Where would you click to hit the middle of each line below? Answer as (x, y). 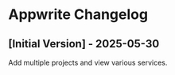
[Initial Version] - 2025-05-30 (84, 44)
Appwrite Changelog (78, 15)
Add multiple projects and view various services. (88, 62)
